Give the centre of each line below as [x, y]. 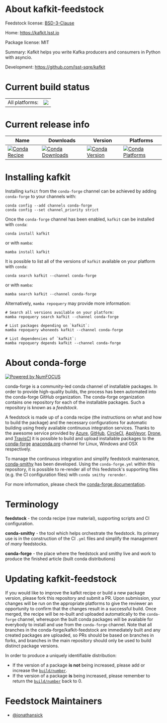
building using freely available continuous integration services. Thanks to [80, 428]
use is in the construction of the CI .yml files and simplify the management [81, 538]
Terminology [32, 504]
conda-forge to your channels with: [41, 196]
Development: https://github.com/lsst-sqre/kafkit [55, 67]
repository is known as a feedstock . [42, 407]
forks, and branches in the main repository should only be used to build [78, 640]
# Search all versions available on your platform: [60, 312]
